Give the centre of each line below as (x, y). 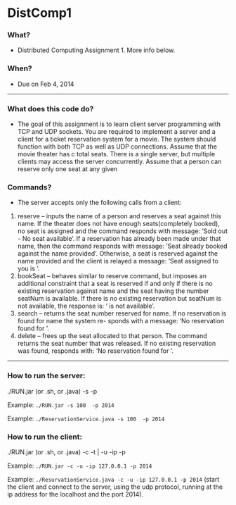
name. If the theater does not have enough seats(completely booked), (118, 224)
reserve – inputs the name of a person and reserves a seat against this (119, 216)
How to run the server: (46, 376)
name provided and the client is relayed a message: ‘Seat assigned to (118, 261)
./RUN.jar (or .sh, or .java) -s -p (52, 391)
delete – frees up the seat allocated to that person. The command (112, 336)
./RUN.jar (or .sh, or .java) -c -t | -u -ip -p (67, 451)
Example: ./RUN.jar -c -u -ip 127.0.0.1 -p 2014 (80, 466)
